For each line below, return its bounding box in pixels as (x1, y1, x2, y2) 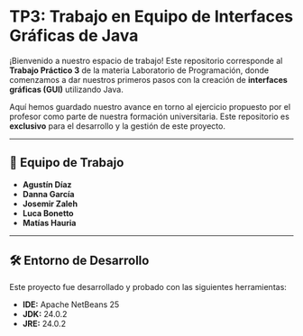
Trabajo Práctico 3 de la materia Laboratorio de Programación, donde (9, 65, 269, 76)
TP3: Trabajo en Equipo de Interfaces (9, 6, 294, 27)
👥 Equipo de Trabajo (9, 155, 124, 170)
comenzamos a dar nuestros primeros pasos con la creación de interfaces (9, 74, 289, 85)
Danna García (22, 188, 75, 199)
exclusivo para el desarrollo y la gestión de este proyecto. (9, 120, 225, 132)
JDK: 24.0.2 (22, 308, 68, 319)
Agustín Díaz (22, 178, 72, 190)
